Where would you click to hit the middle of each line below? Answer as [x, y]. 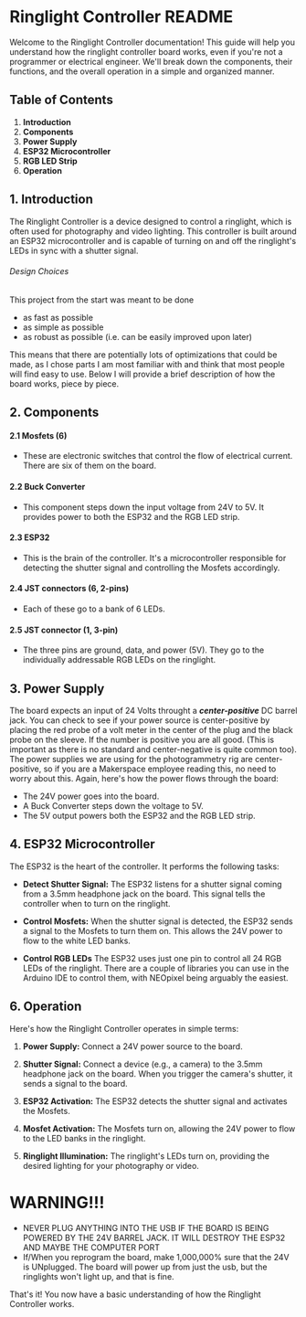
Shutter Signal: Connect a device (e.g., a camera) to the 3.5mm [142, 1064]
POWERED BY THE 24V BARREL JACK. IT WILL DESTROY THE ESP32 [154, 1237]
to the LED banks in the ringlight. [84, 1138]
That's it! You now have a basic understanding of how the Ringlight [136, 1294]
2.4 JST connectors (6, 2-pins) [69, 589]
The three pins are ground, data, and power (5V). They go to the [143, 650]
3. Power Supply [57, 689]
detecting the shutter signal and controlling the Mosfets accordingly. [151, 568]
